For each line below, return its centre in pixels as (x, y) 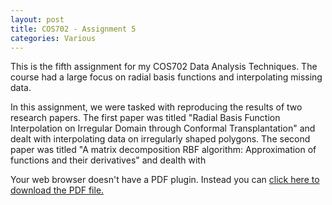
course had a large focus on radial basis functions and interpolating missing (166, 77)
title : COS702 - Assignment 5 (73, 29)
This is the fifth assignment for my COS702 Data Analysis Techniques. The (164, 67)
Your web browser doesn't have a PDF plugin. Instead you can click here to (165, 180)
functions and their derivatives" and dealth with (108, 160)
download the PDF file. (57, 190)
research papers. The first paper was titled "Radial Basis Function (145, 118)
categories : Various (53, 38)
